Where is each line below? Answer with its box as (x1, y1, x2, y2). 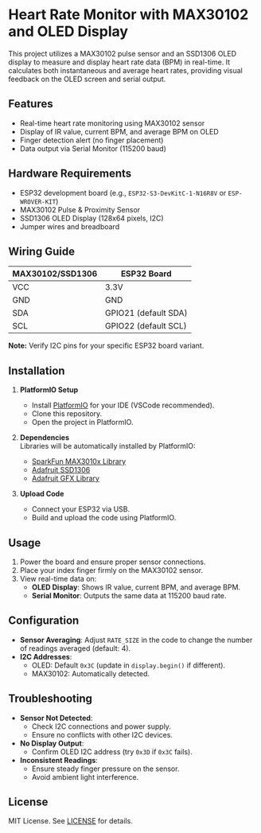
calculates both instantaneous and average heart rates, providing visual (8, 65, 243, 75)
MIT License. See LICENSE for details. (8, 816, 133, 826)
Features (8, 97, 53, 111)
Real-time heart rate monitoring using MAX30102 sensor (19, 118, 205, 128)
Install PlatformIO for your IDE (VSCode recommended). (31, 400, 215, 411)
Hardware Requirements (8, 167, 132, 181)
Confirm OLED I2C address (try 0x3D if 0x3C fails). (31, 746, 193, 757)
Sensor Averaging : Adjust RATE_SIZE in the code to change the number (19, 635, 253, 644)
